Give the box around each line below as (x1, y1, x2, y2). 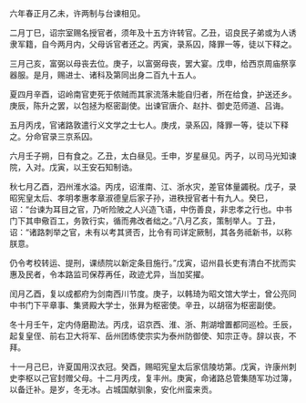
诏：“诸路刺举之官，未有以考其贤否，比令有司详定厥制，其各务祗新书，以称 (9, 227, 293, 237)
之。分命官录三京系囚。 (9, 131, 97, 141)
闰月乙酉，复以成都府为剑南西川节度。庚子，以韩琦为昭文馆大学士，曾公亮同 (9, 288, 297, 299)
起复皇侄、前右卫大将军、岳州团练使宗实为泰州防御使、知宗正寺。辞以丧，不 (9, 331, 297, 341)
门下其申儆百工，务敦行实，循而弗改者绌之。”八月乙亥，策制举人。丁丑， (9, 215, 280, 226)
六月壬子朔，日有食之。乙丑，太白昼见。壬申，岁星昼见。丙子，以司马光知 (9, 150, 289, 161)
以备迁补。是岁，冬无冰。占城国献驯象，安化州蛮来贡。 (9, 384, 217, 395)
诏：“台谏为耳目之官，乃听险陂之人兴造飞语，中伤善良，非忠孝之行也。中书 (9, 204, 293, 214)
